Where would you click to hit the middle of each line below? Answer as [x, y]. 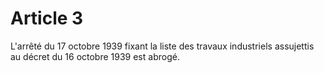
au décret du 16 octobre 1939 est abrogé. [95, 56]
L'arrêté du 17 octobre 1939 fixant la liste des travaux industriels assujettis [162, 46]
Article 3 [47, 18]
